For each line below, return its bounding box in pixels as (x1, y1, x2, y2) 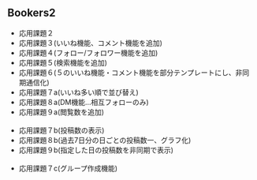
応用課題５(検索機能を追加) (18, 58, 108, 67)
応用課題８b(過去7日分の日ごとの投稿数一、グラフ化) (18, 135, 192, 144)
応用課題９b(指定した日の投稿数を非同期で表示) (18, 145, 174, 155)
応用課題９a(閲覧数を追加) (18, 107, 104, 117)
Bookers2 (7, 6, 56, 20)
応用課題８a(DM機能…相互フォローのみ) (18, 97, 149, 107)
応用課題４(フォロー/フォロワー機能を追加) (18, 47, 158, 58)
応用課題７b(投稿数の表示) (18, 126, 105, 135)
